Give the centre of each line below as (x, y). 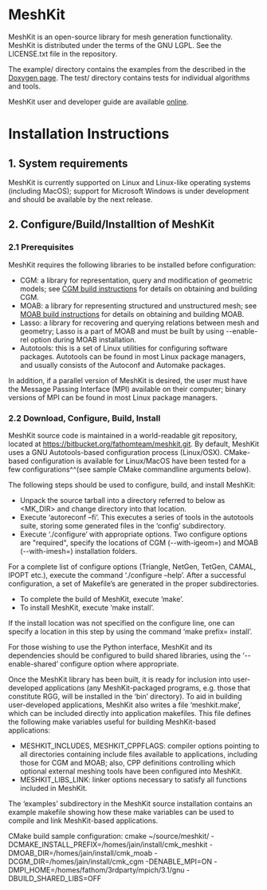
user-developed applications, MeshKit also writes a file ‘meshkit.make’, (125, 705)
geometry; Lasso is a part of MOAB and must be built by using (122, 331)
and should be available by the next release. (80, 199)
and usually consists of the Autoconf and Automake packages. (122, 365)
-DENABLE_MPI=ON (179, 861)
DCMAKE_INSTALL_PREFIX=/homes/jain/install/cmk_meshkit (108, 845)
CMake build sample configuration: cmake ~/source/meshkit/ (109, 836)
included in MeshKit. (53, 788)
